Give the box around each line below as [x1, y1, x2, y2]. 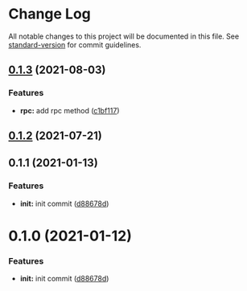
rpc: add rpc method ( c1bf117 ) [19, 105, 120, 115]
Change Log [8, 5, 91, 23]
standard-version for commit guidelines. [8, 39, 142, 49]
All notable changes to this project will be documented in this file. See [8, 31, 240, 41]
